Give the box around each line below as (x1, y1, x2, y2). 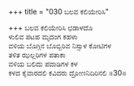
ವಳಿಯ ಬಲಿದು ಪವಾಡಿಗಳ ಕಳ (8, 59, 79, 68)
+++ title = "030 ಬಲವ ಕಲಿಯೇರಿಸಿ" (8, 7, 110, 16)
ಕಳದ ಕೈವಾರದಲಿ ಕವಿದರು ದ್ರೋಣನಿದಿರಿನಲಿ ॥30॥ (8, 68, 128, 77)
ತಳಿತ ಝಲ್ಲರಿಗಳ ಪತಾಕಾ (8, 50, 67, 59)
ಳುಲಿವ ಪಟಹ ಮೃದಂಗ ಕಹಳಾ (8, 32, 78, 41)
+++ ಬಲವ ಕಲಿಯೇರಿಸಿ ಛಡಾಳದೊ (8, 23, 93, 32)
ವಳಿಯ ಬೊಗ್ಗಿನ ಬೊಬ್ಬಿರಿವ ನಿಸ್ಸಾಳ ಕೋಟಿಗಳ (8, 41, 112, 51)
